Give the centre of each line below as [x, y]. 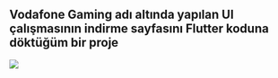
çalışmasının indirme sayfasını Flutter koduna [139, 29]
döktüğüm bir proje [64, 43]
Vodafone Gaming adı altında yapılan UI [122, 15]
